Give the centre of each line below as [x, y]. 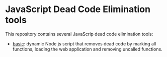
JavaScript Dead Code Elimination [78, 9]
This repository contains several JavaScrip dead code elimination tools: [79, 34]
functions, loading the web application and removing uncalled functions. [87, 49]
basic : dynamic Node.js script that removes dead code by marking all [84, 43]
